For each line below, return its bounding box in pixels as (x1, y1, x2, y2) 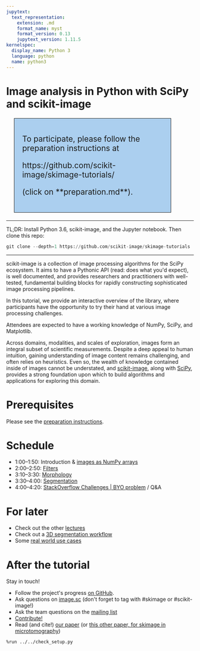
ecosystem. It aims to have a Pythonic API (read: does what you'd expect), (6, 266, 189, 274)
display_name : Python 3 (11, 48, 70, 54)
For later (6, 505, 49, 518)
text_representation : (11, 14, 65, 20)
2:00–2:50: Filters (14, 465, 58, 472)
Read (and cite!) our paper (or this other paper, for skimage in (14, 621, 166, 628)
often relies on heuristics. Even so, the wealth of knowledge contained (6, 358, 179, 365)
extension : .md (17, 20, 55, 26)
